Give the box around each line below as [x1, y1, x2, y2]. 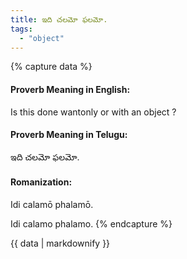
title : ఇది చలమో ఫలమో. [10, 14, 108, 25]
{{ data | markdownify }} [10, 237, 111, 249]
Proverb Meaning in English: [10, 83, 131, 95]
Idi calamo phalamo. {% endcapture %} [10, 217, 173, 230]
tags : [10, 24, 33, 34]
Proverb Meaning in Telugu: [10, 129, 128, 141]
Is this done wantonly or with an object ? [10, 106, 177, 118]
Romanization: [10, 176, 73, 188]
